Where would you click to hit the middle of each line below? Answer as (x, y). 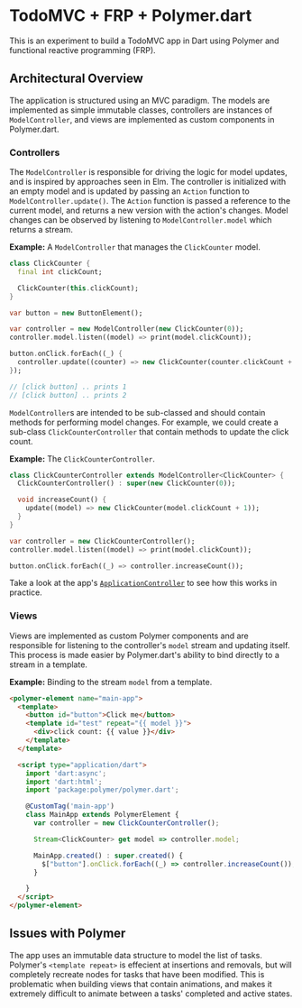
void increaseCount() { (62, 500)
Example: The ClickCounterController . (82, 458)
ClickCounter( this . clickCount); (78, 288)
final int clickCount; (60, 271)
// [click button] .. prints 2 (68, 395)
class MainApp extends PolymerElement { (102, 815)
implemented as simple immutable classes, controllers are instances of (141, 110)
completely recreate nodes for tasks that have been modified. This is (137, 974)
